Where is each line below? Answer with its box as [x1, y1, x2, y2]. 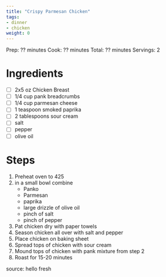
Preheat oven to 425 [14, 173, 65, 180]
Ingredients [6, 67, 63, 80]
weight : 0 [6, 30, 31, 36]
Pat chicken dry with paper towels [14, 223, 97, 230]
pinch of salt [23, 210, 54, 217]
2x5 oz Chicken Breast [14, 86, 70, 94]
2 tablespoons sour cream [14, 112, 78, 120]
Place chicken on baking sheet [14, 235, 89, 242]
